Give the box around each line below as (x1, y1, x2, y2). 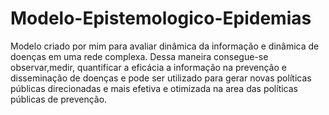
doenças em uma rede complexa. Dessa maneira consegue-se (10, 50, 269, 62)
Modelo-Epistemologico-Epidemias (10, 7, 312, 30)
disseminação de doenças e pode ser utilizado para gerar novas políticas (10, 72, 312, 84)
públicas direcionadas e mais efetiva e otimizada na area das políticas (10, 82, 298, 94)
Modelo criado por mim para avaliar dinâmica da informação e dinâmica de (10, 40, 320, 52)
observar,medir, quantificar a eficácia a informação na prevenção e (10, 61, 287, 73)
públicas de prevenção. (10, 93, 108, 105)
